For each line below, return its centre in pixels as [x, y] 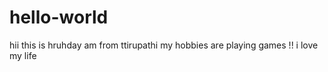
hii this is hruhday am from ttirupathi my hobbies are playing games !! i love [164, 45]
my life [23, 55]
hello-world [59, 17]
